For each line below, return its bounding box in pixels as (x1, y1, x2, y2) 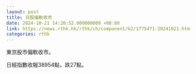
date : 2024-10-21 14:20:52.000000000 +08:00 (6, 20, 120, 26)
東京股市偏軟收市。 (6, 49, 54, 56)
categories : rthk (6, 31, 50, 37)
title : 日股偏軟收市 (6, 14, 52, 20)
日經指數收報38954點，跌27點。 (6, 61, 87, 69)
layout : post (6, 8, 39, 15)
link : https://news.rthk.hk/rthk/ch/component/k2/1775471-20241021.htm (6, 25, 190, 32)
